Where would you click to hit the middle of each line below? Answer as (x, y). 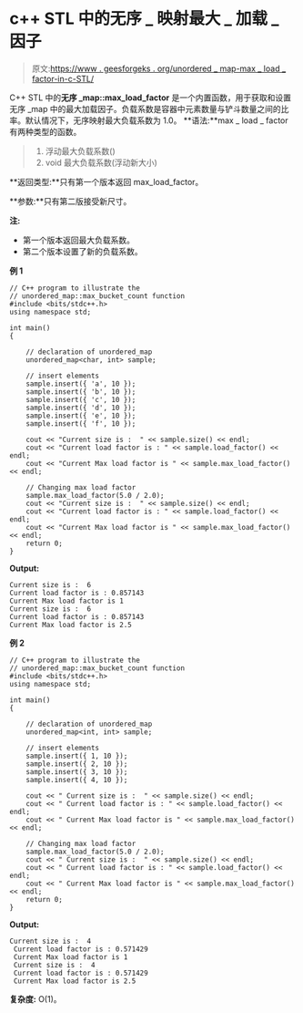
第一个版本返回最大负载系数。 (78, 240)
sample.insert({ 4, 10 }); (77, 780)
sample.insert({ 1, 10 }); (77, 756)
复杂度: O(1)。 (35, 998)
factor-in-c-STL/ (63, 78)
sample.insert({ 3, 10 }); (77, 771)
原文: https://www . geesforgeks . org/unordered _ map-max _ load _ (159, 68)
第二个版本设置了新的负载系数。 (82, 251)
